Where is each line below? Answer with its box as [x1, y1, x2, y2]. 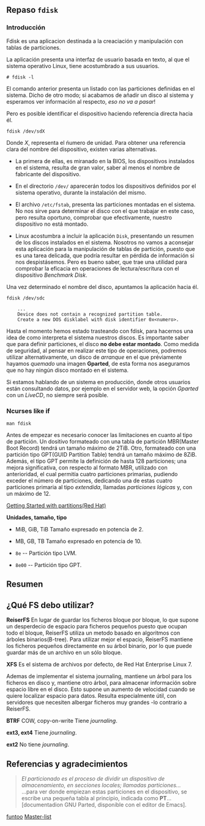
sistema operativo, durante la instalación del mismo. [15, 188, 147, 196]
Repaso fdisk [6, 5, 59, 15]
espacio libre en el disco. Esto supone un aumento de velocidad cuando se [6, 685, 196, 693]
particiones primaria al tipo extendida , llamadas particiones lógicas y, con [6, 483, 193, 490]
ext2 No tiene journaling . [6, 741, 69, 748]
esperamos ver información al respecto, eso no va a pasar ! [6, 98, 156, 105]
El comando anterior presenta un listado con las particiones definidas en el [6, 85, 195, 92]
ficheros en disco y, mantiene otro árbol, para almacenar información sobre [6, 679, 197, 687]
